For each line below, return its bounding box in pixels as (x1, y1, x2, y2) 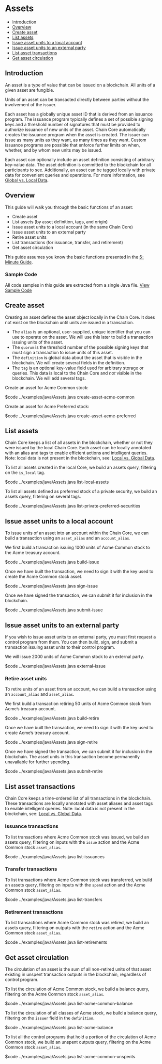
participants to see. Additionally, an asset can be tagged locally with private (5, 167, 156, 173)
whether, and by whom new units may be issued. (5, 147, 103, 153)
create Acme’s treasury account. (5, 730, 70, 736)
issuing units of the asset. (12, 339, 64, 345)
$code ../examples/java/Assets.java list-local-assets (5, 479, 109, 485)
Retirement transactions (5, 908, 63, 915)
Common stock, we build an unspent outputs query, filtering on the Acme (5, 1039, 151, 1045)
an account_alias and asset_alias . (5, 691, 74, 697)
